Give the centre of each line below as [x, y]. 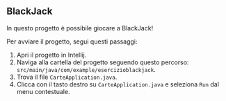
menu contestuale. [43, 91]
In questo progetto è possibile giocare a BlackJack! [80, 28]
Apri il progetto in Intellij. [51, 55]
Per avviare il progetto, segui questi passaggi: [72, 42]
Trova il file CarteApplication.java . [67, 77]
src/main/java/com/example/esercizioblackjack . [86, 69]
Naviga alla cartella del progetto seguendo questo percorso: [103, 62]
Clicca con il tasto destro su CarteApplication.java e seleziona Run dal [118, 84]
